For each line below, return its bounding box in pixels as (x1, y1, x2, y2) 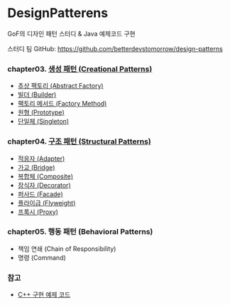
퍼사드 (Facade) (17, 190, 64, 198)
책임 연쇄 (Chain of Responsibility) (17, 244, 116, 253)
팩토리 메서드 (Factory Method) (17, 100, 107, 108)
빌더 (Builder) (17, 90, 57, 99)
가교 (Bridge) (17, 163, 55, 171)
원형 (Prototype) (17, 108, 65, 117)
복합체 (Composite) (17, 172, 73, 181)
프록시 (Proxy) (17, 208, 59, 216)
